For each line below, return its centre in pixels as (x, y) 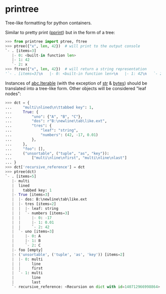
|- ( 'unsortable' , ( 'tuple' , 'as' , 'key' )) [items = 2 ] (68, 254)
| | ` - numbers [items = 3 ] (41, 213)
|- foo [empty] (27, 250)
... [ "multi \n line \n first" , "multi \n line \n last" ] (66, 158)
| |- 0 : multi (27, 259)
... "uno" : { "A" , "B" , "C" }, (44, 117)
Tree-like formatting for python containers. (49, 23)
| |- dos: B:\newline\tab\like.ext (49, 199)
